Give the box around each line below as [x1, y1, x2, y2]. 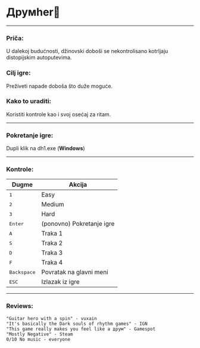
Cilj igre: [6, 69, 31, 77]
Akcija [68, 181, 87, 189]
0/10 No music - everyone [6, 336, 70, 342]
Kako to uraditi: [6, 97, 52, 105]
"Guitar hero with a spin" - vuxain [6, 315, 97, 321]
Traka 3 [41, 248, 63, 257]
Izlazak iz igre [41, 278, 80, 286]
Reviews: [6, 302, 34, 310]
